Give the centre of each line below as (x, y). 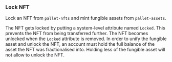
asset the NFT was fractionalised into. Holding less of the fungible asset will (85, 50)
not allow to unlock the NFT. (35, 55)
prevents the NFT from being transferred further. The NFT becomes (77, 34)
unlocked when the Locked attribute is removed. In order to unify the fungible (86, 39)
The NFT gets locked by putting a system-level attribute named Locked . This (85, 28)
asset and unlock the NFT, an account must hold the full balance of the (80, 44)
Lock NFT (17, 7)
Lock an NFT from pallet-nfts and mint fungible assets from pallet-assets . (86, 18)
